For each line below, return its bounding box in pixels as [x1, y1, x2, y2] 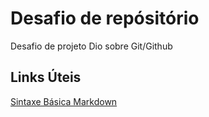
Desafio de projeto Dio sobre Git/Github [10, 40, 173, 52]
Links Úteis [10, 69, 82, 86]
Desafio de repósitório [10, 7, 200, 30]
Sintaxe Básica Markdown [10, 95, 118, 107]
